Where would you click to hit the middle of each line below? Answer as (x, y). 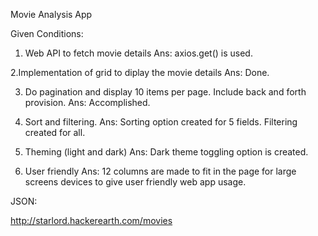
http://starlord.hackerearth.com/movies (91, 220)
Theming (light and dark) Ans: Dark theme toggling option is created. (166, 152)
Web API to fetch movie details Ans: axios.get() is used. (138, 53)
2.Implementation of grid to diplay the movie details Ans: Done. (140, 72)
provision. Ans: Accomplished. (87, 102)
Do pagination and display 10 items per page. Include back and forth (165, 92)
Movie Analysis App (51, 14)
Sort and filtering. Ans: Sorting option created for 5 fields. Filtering (161, 122)
